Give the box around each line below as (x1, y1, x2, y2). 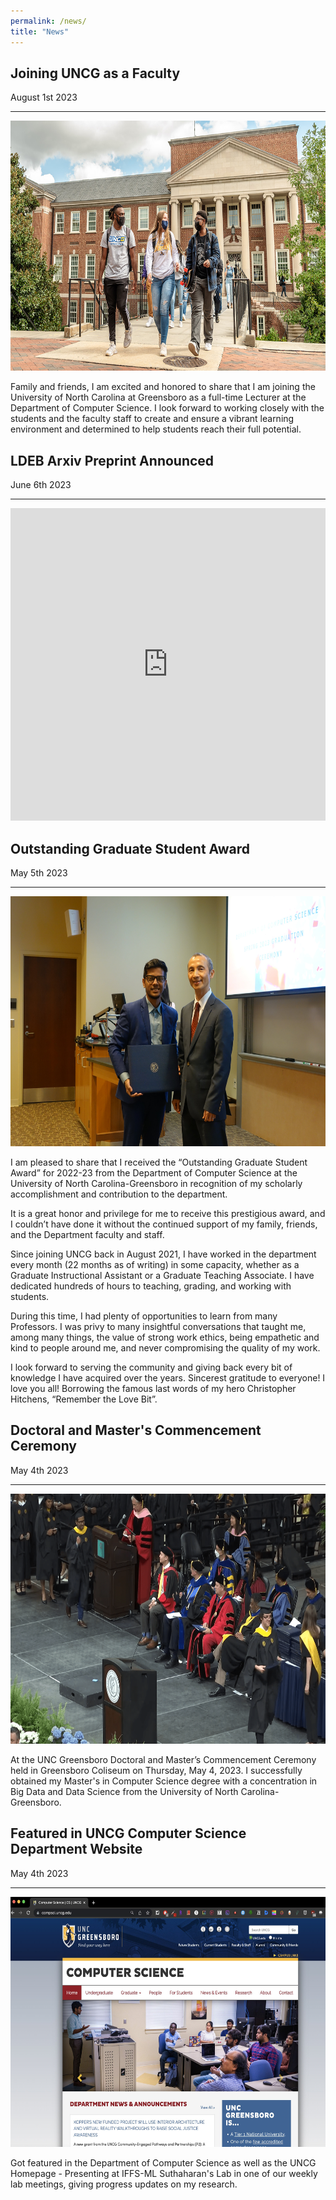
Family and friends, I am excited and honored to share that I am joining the (10, 381, 316, 393)
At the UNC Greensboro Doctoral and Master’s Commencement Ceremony (10, 1753, 317, 1765)
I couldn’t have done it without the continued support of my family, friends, (10, 1218, 318, 1230)
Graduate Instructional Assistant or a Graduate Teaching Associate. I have (10, 1269, 315, 1281)
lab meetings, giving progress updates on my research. (10, 2178, 238, 2190)
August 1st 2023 (10, 91, 78, 104)
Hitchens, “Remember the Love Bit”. (10, 1393, 158, 1405)
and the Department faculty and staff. (10, 1228, 165, 1240)
